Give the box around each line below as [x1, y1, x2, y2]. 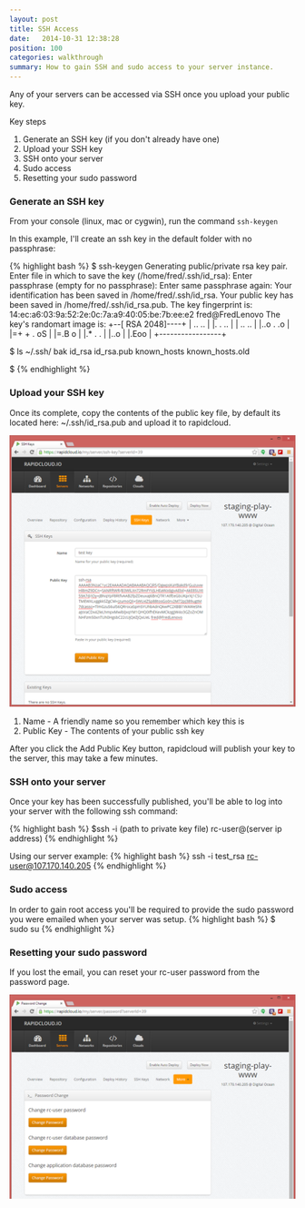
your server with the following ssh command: [9, 806, 179, 817]
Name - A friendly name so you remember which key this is [22, 716, 245, 727]
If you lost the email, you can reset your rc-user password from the [9, 966, 261, 978]
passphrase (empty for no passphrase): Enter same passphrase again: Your [9, 280, 292, 291]
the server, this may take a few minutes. [9, 753, 159, 764]
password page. [9, 976, 70, 987]
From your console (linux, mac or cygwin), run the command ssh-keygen [9, 216, 279, 227]
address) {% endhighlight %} [9, 833, 119, 844]
